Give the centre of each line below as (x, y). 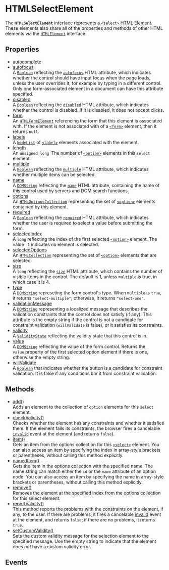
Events (16, 562)
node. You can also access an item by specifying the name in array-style (88, 476)
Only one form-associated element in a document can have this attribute (88, 89)
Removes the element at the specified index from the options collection (87, 493)
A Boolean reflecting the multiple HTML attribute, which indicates (80, 169)
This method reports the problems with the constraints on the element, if (88, 509)
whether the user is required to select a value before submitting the (82, 223)
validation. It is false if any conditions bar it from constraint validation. (85, 373)
